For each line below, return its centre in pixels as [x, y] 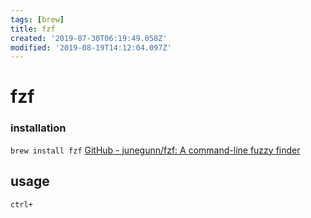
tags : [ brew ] [37, 19]
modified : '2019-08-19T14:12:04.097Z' [91, 47]
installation [38, 128]
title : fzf [33, 29]
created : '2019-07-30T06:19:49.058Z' [89, 38]
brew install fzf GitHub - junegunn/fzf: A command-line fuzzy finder [155, 150]
